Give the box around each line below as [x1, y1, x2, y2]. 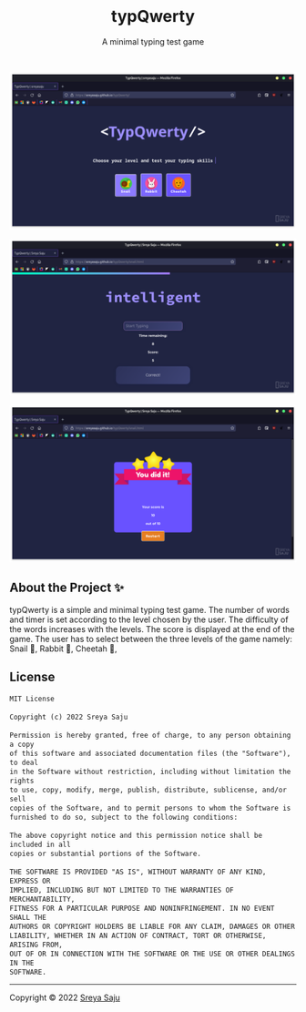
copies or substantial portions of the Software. [9, 849, 202, 859]
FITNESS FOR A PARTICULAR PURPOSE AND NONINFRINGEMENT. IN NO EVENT [9, 904, 275, 914]
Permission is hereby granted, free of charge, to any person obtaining [9, 731, 291, 741]
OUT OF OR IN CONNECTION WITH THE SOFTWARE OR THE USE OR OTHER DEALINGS [9, 949, 296, 959]
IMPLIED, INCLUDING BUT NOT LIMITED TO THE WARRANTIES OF [9, 885, 234, 895]
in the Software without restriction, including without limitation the [9, 767, 291, 777]
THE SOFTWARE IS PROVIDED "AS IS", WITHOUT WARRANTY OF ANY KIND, [9, 867, 267, 877]
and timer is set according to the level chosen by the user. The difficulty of [9, 614, 289, 625]
